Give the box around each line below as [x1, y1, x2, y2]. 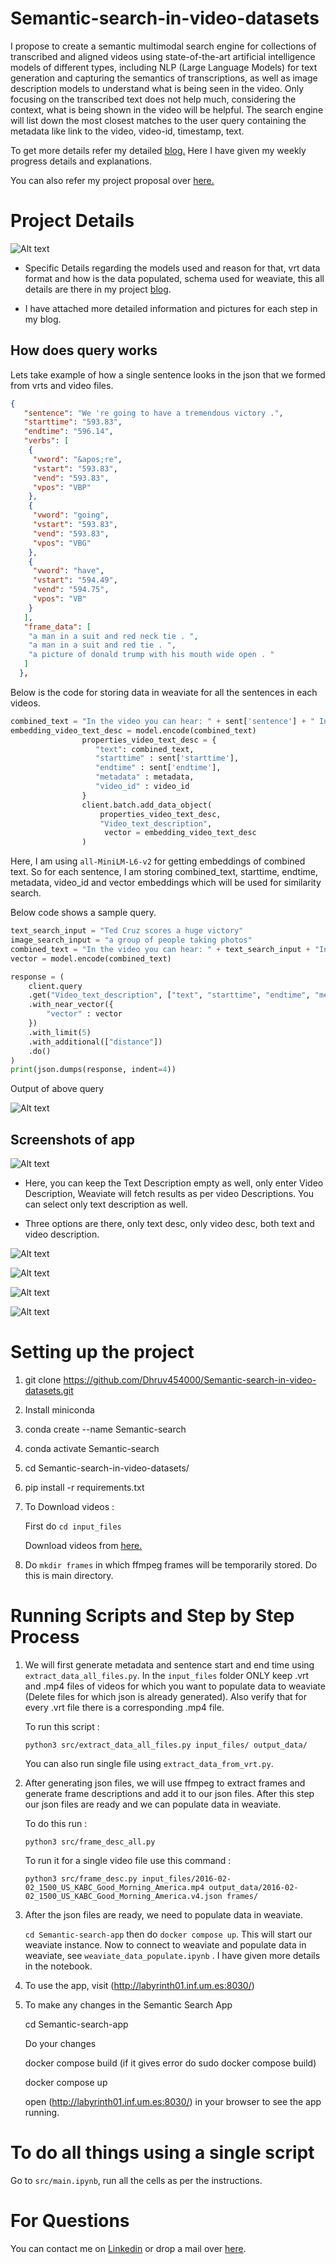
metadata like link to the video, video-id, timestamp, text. [10, 125, 245, 137]
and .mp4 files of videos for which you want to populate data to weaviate [24, 1680, 326, 1692]
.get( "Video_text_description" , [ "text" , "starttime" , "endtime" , [28, 990, 311, 1001]
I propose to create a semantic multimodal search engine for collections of [10, 40, 317, 52]
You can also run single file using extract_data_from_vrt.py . [24, 1758, 274, 1769]
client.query [28, 981, 83, 991]
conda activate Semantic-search [24, 1443, 160, 1455]
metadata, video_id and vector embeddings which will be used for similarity [10, 877, 322, 889]
